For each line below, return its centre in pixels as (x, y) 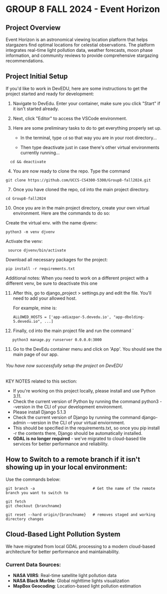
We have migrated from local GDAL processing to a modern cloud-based (81, 546)
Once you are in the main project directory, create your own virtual (81, 207)
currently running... (40, 153)
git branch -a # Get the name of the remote (81, 488)
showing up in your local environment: (67, 467)
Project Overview (33, 28)
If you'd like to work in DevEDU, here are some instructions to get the (77, 88)
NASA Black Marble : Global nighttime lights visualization (71, 581)
